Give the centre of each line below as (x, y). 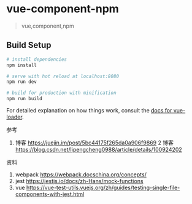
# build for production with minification (61, 93)
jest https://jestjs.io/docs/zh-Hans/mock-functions (79, 181)
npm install (21, 65)
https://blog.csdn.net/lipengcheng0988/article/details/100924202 (98, 150)
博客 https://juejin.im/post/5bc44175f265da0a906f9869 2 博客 (94, 143)
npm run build (25, 99)
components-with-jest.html (50, 194)
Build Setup (29, 45)
